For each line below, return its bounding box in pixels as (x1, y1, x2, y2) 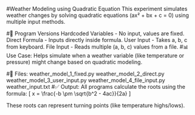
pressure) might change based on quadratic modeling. (6, 58, 143, 66)
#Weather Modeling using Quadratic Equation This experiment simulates (6, 5, 188, 12)
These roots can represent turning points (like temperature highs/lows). (6, 102, 185, 109)
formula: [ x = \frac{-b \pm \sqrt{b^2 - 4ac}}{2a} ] (6, 90, 131, 97)
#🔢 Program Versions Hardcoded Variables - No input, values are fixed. (6, 30, 185, 37)
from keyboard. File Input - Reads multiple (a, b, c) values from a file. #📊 (6, 43, 189, 51)
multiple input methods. (6, 18, 66, 25)
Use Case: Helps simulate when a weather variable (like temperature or (6, 52, 185, 59)
